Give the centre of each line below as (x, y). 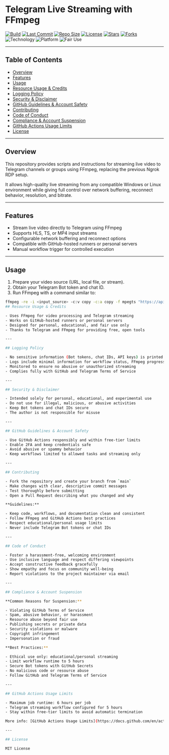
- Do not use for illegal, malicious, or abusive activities (71, 403)
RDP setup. (17, 175)
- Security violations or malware (41, 629)
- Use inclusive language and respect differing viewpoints (70, 560)
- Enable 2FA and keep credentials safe (48, 445)
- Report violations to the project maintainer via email (67, 574)
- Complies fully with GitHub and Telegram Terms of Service (71, 371)
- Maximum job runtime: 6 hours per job (48, 703)
